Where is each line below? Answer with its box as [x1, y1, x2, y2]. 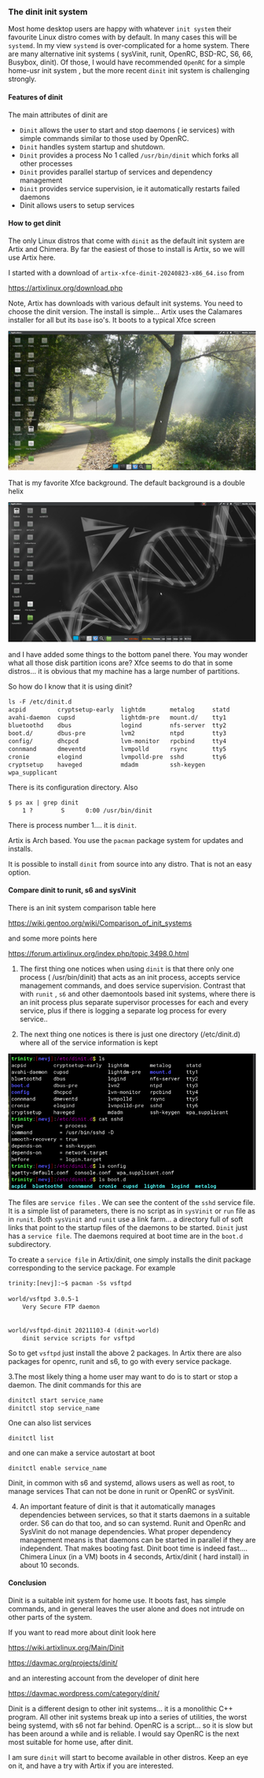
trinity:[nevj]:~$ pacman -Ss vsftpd [8, 1279, 132, 1287]
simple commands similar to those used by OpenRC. [19, 133, 189, 143]
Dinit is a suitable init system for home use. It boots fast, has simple [8, 1596, 226, 1605]
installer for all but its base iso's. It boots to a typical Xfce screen [8, 315, 216, 324]
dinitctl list [8, 1434, 55, 1442]
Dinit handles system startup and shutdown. [19, 142, 166, 151]
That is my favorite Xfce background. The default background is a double [8, 479, 245, 488]
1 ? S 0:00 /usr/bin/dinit [22, 806, 153, 815]
